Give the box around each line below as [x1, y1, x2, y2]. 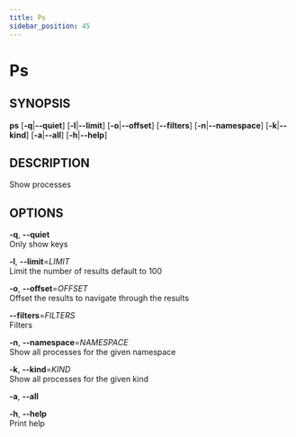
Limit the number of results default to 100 [9, 266, 163, 277]
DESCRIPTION [9, 155, 90, 171]
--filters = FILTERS [9, 310, 76, 321]
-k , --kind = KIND [9, 364, 71, 375]
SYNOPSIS [9, 96, 71, 111]
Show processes [9, 179, 72, 190]
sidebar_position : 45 [9, 22, 91, 31]
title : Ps [9, 13, 47, 22]
